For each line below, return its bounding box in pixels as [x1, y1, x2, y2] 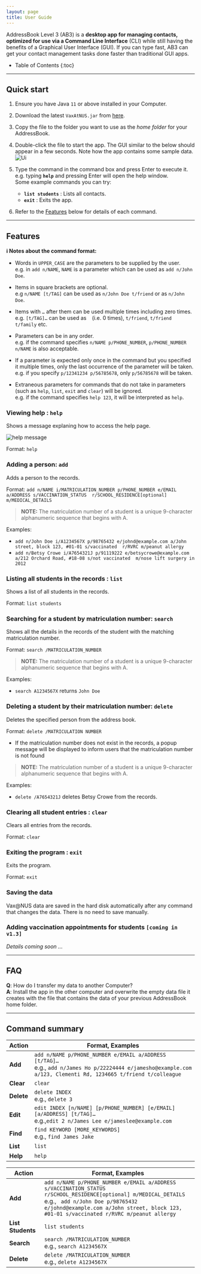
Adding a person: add [6, 461, 69, 469]
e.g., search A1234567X [44, 1242, 107, 1251]
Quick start [6, 84, 49, 95]
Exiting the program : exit [6, 848, 83, 857]
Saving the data [6, 888, 53, 897]
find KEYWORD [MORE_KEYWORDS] [33, 1127, 121, 1133]
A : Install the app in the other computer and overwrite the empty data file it [6, 988, 190, 995]
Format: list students [6, 600, 62, 607]
